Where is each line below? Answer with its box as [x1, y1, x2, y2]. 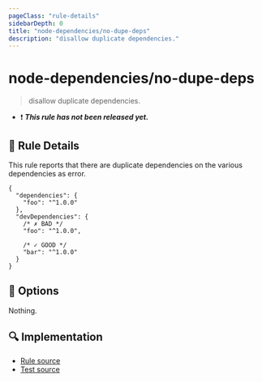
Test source [19, 364, 61, 374]
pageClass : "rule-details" [8, 11, 100, 20]
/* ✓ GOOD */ [23, 241, 67, 249]
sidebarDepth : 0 [8, 19, 63, 28]
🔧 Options [8, 284, 59, 298]
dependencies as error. [8, 169, 87, 178]
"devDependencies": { [15, 213, 89, 221]
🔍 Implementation [8, 330, 103, 344]
